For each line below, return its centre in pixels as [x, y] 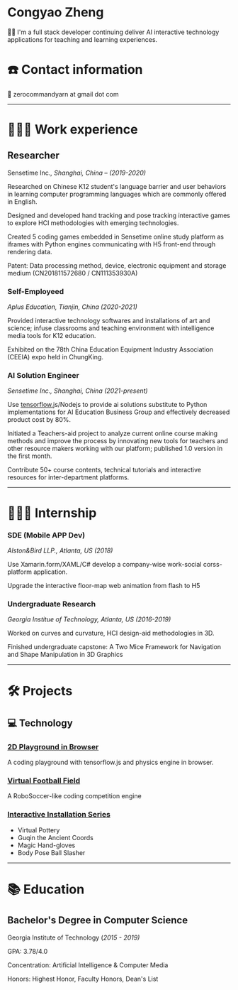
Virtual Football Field [44, 780]
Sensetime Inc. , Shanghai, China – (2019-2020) [77, 173]
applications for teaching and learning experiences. [83, 39]
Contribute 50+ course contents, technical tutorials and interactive [104, 470]
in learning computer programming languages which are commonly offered [117, 194]
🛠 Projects [40, 691]
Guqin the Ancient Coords [55, 837]
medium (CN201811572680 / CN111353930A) [73, 273]
